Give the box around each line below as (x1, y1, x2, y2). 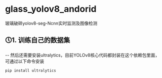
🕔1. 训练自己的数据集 (5, 36, 70, 45)
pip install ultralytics (5, 68, 56, 73)
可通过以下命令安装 (5, 58, 44, 64)
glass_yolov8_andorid (5, 3, 97, 15)
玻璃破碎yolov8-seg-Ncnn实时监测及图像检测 (5, 20, 98, 26)
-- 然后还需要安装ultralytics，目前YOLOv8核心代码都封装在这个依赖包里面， (5, 52, 160, 58)
